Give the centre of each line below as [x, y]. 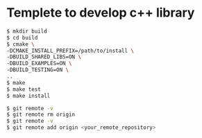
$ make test [24, 89]
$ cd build [22, 37]
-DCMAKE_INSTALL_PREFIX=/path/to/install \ [70, 51]
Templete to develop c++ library [101, 13]
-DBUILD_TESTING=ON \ [38, 70]
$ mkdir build [27, 31]
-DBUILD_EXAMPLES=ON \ [39, 64]
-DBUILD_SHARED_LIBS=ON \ [44, 57]
